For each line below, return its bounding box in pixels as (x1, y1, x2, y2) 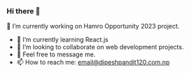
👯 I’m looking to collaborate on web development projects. (16, 43, 184, 51)
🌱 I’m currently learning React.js (16, 35, 109, 44)
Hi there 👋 (6, 6, 41, 16)
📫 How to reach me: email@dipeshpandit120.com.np (16, 58, 170, 67)
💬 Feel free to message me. (16, 50, 95, 58)
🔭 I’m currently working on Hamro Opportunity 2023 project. (6, 22, 180, 31)
